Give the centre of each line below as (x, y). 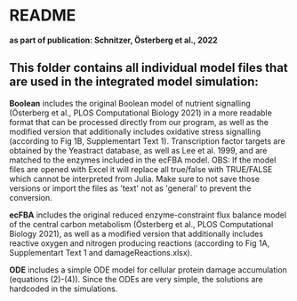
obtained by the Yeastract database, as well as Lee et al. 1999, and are (138, 150)
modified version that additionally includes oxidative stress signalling (135, 131)
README (43, 16)
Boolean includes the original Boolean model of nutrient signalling (130, 103)
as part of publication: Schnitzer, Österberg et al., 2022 (113, 40)
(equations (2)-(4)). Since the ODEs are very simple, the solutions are (136, 279)
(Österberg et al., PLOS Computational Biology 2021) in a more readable (141, 113)
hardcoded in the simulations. (64, 289)
